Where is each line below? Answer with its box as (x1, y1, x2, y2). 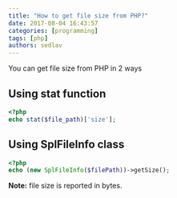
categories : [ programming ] (8, 26, 99, 34)
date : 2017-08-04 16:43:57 (8, 19, 99, 27)
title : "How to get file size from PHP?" (8, 11, 149, 20)
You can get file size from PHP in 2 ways (8, 63, 143, 73)
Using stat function (8, 87, 107, 100)
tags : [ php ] (8, 34, 48, 42)
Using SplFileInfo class (8, 138, 125, 152)
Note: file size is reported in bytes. (8, 181, 123, 191)
